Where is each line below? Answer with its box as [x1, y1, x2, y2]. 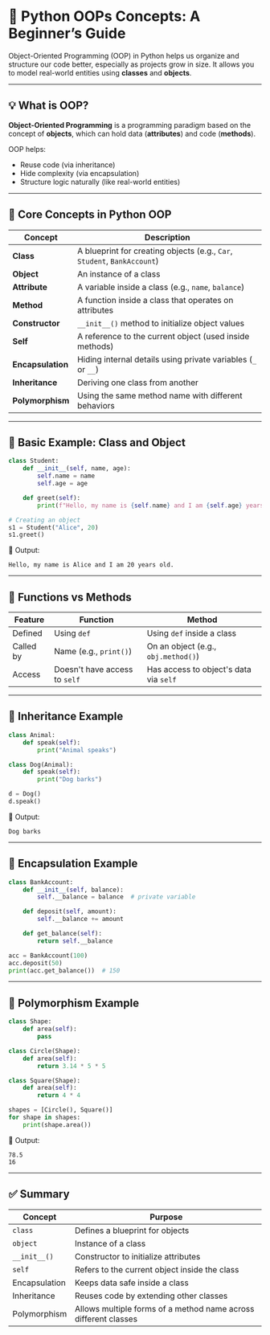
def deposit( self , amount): [22, 907, 117, 915]
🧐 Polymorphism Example [8, 996, 139, 1009]
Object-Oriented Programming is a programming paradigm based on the [8, 120, 252, 129]
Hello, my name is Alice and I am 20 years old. [8, 561, 174, 569]
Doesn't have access [53, 664, 133, 675]
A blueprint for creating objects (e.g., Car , [77, 245, 233, 256]
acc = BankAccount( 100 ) [8, 952, 88, 960]
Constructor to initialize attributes [75, 1251, 201, 1262]
